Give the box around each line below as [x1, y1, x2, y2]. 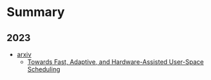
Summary [6, 4, 65, 20]
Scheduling [27, 65, 60, 73]
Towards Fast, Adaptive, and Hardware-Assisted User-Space [27, 58, 205, 66]
